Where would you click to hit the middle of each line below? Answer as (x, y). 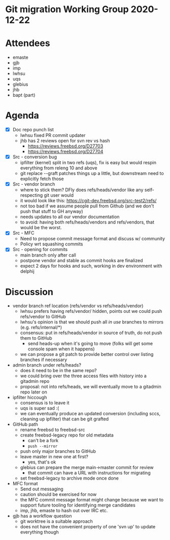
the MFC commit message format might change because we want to (92, 500)
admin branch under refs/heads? (47, 365)
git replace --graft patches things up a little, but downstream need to (92, 173)
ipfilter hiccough (30, 398)
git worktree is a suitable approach (56, 521)
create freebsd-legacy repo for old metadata (67, 435)
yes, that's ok (42, 462)
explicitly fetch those (42, 179)
